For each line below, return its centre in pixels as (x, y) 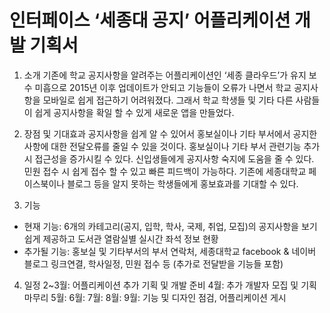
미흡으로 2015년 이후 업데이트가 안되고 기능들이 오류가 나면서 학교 (163, 87)
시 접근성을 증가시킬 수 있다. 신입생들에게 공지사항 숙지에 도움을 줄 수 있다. (169, 158)
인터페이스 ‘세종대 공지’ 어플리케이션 (150, 20)
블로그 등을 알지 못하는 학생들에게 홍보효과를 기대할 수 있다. (183, 183)
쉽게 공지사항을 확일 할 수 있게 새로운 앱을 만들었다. (134, 112)
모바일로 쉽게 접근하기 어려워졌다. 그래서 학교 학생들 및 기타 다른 (168, 100)
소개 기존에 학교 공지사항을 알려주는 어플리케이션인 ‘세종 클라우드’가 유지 (165, 75)
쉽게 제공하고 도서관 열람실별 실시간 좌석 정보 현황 (121, 238)
